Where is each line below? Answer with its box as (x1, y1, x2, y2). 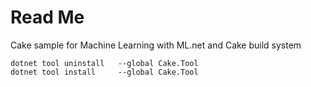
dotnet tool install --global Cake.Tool (10, 67, 199, 77)
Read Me (10, 6, 85, 29)
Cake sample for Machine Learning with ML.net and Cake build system (10, 39, 302, 51)
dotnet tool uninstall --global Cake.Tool (10, 58, 199, 68)
